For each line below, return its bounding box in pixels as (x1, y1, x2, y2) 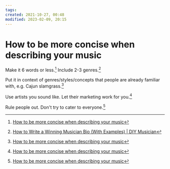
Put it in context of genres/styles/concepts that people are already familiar (5, 76, 160, 82)
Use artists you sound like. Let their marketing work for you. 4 (5, 93, 133, 100)
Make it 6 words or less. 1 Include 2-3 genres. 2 (5, 66, 101, 73)
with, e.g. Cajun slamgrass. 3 (5, 82, 64, 89)
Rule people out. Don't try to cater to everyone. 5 (5, 103, 106, 110)
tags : (5, 7, 17, 13)
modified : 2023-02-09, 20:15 (5, 17, 67, 22)
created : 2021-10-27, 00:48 (5, 12, 65, 17)
